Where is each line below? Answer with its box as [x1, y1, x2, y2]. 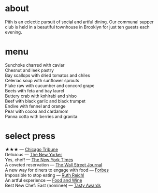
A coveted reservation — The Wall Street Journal [5, 162, 102, 167]
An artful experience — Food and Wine [5, 177, 83, 183]
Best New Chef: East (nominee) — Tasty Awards [5, 182, 101, 188]
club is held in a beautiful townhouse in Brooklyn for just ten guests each [5, 24, 150, 30]
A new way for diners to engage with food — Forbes [5, 167, 109, 173]
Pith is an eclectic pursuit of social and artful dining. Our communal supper [5, 19, 154, 25]
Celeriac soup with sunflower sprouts [5, 77, 80, 83]
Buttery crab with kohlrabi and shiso [5, 93, 77, 99]
